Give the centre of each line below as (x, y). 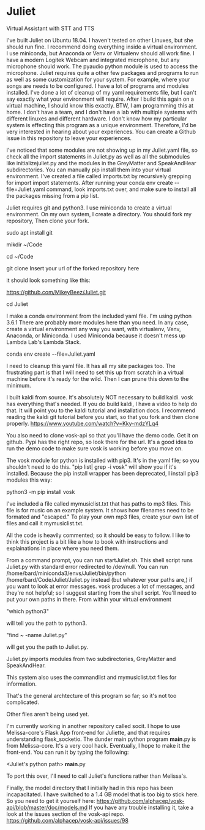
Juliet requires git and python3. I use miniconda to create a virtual (89, 208)
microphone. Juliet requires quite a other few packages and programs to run (102, 72)
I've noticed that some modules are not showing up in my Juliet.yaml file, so (102, 150)
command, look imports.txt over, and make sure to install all (121, 189)
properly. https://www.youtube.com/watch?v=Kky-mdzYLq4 (83, 423)
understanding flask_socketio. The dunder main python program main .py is (101, 739)
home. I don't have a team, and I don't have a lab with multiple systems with (102, 112)
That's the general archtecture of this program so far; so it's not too (91, 695)
